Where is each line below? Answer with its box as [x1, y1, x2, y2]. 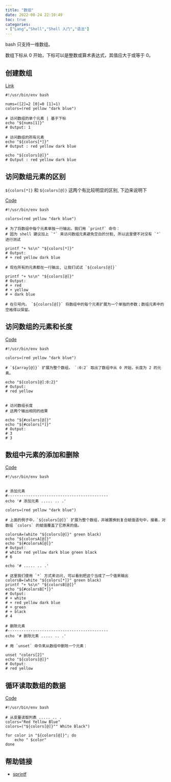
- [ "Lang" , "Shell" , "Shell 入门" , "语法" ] [5, 27, 89, 32]
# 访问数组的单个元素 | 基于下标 [5, 116, 66, 121]
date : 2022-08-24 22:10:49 [5, 12, 63, 17]
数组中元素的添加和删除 [5, 450, 79, 459]
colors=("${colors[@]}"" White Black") [5, 724, 90, 729]
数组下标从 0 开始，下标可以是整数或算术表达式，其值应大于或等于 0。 [5, 52, 154, 58]
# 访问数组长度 [5, 403, 33, 408]
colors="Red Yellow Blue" [5, 719, 60, 725]
